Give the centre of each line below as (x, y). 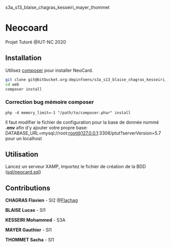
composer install (24, 89)
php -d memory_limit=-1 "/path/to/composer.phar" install (68, 113)
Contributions (28, 188)
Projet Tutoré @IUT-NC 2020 (36, 42)
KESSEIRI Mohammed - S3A (35, 220)
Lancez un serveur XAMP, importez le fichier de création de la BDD (76, 167)
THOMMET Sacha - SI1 (30, 240)
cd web (12, 84)
